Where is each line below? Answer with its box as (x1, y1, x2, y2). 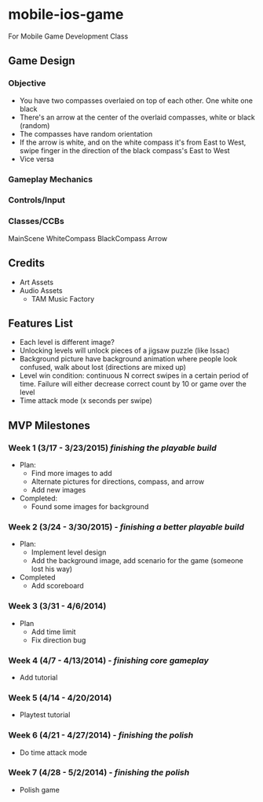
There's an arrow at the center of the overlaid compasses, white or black (19, 112, 255, 122)
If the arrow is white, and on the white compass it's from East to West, (19, 137, 247, 147)
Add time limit (31, 627, 76, 636)
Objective (8, 78, 46, 89)
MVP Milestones (8, 419, 90, 432)
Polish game (19, 785, 60, 794)
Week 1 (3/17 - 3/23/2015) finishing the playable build (8, 442, 217, 453)
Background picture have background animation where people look (19, 354, 238, 364)
